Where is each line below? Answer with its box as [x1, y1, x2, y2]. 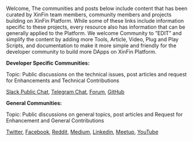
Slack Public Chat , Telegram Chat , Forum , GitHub [6, 89, 125, 95]
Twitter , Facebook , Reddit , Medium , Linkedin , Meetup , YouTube [6, 128, 159, 135]
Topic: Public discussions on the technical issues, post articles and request [6, 71, 187, 77]
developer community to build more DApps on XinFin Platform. [6, 48, 157, 55]
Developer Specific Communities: [6, 59, 90, 66]
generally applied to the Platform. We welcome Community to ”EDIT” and [6, 30, 182, 37]
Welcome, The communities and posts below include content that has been [6, 5, 188, 12]
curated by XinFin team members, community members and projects [6, 11, 172, 18]
